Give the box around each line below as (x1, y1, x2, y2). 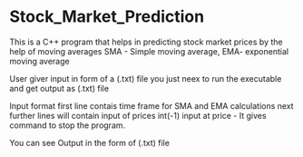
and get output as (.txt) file (9, 83, 110, 93)
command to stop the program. (9, 120, 126, 131)
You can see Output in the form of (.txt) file (9, 137, 171, 148)
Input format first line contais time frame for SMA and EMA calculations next (9, 100, 294, 111)
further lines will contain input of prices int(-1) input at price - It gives (9, 110, 267, 121)
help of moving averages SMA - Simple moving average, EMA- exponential (9, 45, 288, 56)
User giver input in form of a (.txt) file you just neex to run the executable (9, 73, 282, 83)
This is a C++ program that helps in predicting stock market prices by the (9, 36, 283, 47)
